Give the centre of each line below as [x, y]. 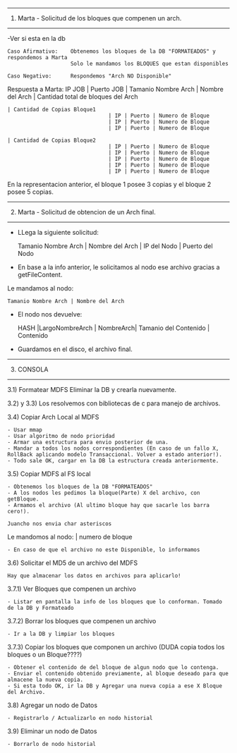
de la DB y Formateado [41, 608]
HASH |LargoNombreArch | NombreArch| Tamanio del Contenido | [114, 328]
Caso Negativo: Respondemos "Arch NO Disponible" [90, 76]
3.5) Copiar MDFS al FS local [49, 474]
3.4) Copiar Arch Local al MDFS [53, 417]
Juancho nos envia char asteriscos [60, 524]
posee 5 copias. [31, 192]
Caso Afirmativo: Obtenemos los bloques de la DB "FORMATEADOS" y [112, 51]
